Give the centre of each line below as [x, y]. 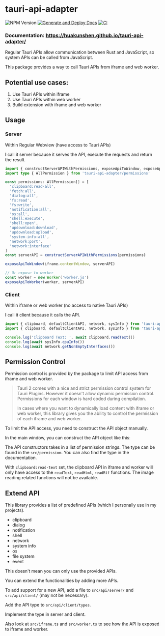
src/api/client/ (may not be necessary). [47, 595]
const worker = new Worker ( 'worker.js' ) [47, 278]
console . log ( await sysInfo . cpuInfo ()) [45, 342]
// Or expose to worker [29, 273]
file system [23, 556]
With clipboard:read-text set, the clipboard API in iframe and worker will [79, 467]
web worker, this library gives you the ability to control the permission [87, 413]
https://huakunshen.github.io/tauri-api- [95, 35]
